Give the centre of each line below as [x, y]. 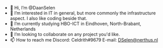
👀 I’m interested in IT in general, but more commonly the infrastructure [83, 13]
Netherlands [23, 29]
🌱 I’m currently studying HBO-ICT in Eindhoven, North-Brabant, [76, 23]
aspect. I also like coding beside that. [48, 18]
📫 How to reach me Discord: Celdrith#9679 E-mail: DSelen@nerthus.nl [84, 40]
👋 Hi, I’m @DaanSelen [32, 8]
